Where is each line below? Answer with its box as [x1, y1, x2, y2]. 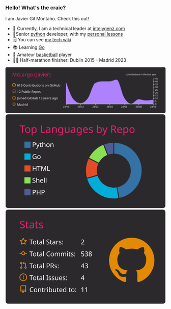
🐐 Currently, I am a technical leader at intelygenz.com [12, 25, 125, 32]
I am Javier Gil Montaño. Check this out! [5, 16, 89, 22]
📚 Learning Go [12, 44, 45, 50]
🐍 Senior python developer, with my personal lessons [12, 31, 123, 37]
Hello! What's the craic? [5, 4, 66, 11]
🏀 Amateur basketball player [12, 51, 72, 58]
